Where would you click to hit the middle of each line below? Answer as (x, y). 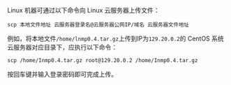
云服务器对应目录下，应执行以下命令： (62, 47)
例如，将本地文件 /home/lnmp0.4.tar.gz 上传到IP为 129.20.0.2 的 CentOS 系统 (116, 38)
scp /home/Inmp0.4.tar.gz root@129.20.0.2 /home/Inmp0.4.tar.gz (103, 61)
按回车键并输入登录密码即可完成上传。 (62, 74)
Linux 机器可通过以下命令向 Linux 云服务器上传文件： (83, 10)
